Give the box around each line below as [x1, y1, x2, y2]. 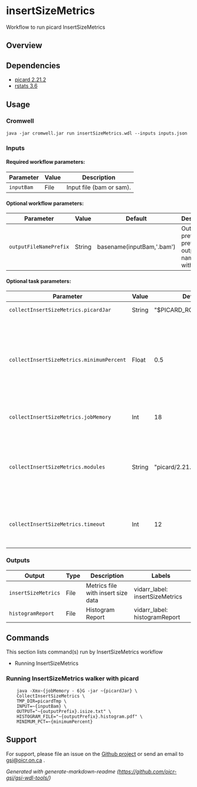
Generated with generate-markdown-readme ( [6, 768, 119, 775]
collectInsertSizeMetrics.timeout [9, 521, 106, 528]
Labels [151, 571, 171, 580]
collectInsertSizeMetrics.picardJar [9, 307, 111, 314]
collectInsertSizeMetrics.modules [9, 464, 106, 470]
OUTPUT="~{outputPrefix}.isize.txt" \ [16, 708, 111, 714]
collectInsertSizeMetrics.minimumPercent [9, 356, 127, 364]
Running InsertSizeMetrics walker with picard [6, 674, 139, 682]
